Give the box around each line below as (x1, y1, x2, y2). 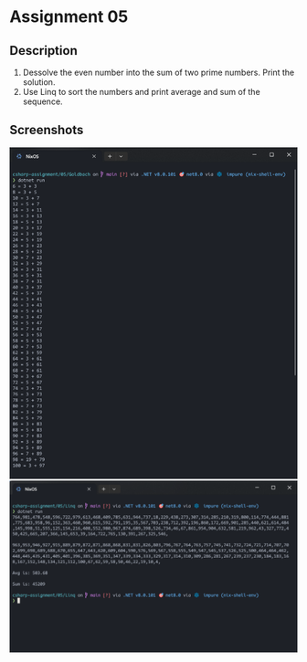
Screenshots (9, 122, 84, 138)
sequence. (22, 96, 63, 107)
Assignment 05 (9, 6, 129, 27)
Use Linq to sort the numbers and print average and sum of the (22, 87, 260, 97)
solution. (22, 77, 56, 88)
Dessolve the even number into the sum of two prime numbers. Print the (22, 67, 295, 78)
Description (9, 43, 78, 58)
